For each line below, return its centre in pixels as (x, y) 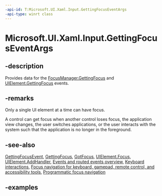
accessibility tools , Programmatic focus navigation (55, 172)
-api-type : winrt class (29, 14)
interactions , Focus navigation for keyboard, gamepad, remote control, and (80, 167)
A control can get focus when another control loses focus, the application (78, 119)
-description (24, 66)
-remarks (19, 98)
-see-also (20, 145)
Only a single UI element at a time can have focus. (55, 110)
